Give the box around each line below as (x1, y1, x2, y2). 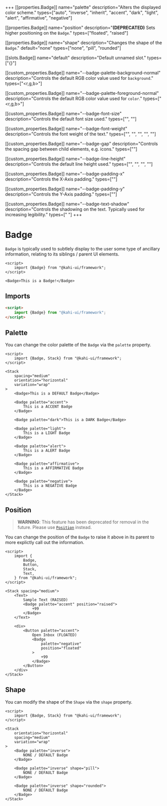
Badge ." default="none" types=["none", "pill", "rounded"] (5, 45, 121, 51)
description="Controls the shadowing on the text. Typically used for (5, 206, 145, 212)
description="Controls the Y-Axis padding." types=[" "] (5, 191, 117, 197)
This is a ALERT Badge (23, 448, 70, 453)
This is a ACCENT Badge (23, 404, 72, 410)
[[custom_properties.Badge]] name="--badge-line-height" (5, 156, 126, 162)
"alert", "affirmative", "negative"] (5, 15, 72, 21)
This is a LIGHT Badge (23, 431, 70, 436)
